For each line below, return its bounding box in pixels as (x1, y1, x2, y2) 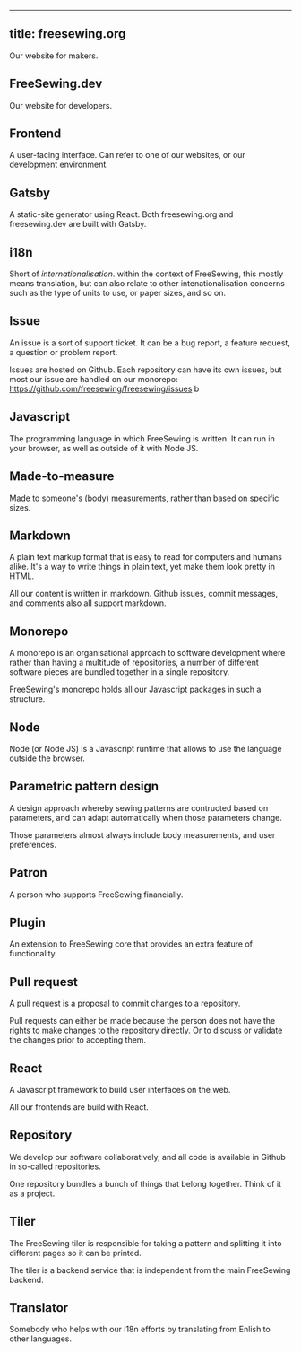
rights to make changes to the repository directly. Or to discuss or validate (9, 1025, 283, 1036)
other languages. (9, 1333, 73, 1344)
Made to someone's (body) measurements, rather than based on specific (9, 493, 279, 503)
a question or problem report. (9, 346, 118, 357)
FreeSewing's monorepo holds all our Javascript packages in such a (9, 684, 262, 695)
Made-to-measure (9, 468, 115, 484)
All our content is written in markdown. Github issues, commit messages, (9, 589, 279, 599)
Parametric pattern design (9, 779, 159, 794)
